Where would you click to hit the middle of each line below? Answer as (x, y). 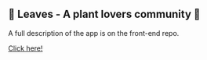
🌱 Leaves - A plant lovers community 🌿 (105, 14)
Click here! (25, 48)
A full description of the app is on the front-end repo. (94, 33)
